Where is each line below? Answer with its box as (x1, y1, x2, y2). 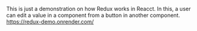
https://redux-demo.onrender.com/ (6, 18, 94, 25)
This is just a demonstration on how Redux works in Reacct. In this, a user (6, 5, 191, 12)
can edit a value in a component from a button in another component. (6, 12, 181, 19)
